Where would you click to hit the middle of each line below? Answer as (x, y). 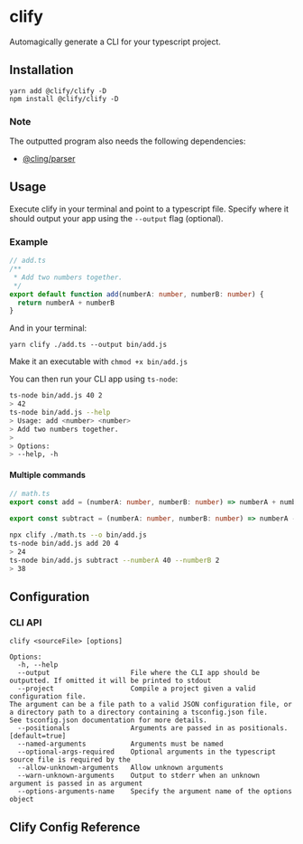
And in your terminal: (48, 328)
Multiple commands (47, 474)
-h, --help (38, 665)
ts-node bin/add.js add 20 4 (64, 543)
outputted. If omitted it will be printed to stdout (110, 681)
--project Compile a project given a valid (137, 689)
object (22, 800)
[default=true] (38, 736)
